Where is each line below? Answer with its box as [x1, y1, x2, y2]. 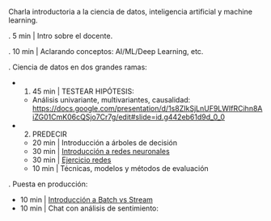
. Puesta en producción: [8, 179, 88, 189]
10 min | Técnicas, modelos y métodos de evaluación [32, 164, 209, 173]
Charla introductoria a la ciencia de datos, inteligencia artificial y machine [8, 7, 253, 16]
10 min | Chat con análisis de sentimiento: [19, 203, 159, 213]
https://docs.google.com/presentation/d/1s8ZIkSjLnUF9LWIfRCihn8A [32, 104, 263, 113]
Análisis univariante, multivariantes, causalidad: [32, 95, 191, 104]
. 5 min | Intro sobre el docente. [8, 31, 113, 40]
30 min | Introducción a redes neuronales [32, 147, 170, 156]
